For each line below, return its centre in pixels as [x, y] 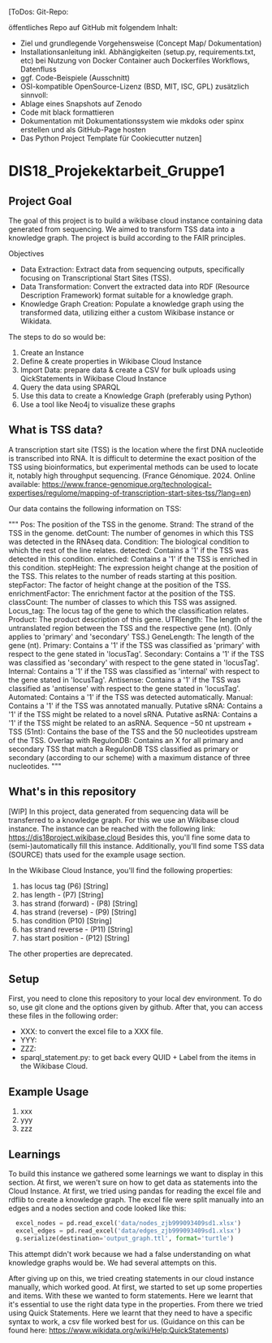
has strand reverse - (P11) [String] [76, 929]
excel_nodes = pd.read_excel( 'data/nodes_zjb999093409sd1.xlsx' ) [129, 1223]
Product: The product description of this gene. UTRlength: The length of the [135, 619]
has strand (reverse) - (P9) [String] [78, 912]
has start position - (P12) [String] [75, 937]
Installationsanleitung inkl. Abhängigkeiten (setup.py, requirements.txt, [138, 52]
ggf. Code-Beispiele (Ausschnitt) [75, 78]
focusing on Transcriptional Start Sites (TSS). [96, 278]
